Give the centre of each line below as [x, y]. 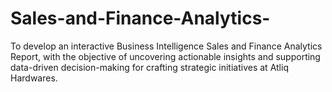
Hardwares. [34, 78]
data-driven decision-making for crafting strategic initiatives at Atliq [149, 67]
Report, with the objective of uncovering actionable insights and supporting [165, 56]
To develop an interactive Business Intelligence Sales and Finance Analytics [166, 46]
